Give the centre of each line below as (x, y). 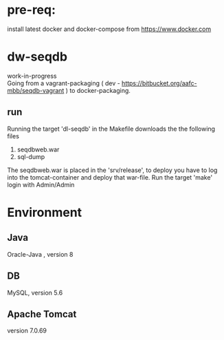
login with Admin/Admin (41, 184)
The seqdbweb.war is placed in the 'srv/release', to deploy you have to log (112, 170)
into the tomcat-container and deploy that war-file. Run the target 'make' (110, 177)
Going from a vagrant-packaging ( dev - (64, 83)
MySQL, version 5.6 (35, 293)
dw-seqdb (37, 57)
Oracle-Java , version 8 (40, 254)
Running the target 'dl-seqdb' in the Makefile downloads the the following (111, 129)
